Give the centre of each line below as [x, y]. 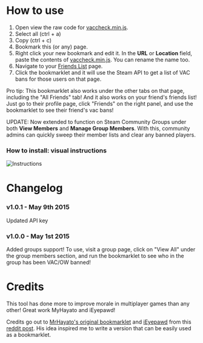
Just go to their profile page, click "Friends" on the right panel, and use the [100, 103]
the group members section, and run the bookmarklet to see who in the [95, 256]
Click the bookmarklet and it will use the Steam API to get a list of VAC [102, 72]
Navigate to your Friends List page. [59, 66]
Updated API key [27, 220]
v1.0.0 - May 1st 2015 [38, 236]
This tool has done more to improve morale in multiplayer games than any [98, 304]
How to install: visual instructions [57, 151]
